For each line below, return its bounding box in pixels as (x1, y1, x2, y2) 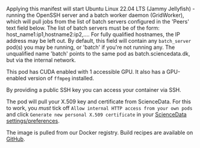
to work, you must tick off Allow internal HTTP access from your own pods (6, 105, 193, 111)
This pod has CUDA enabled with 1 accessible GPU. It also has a (6, 68, 166, 75)
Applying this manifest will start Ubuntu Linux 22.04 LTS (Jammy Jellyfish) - (6, 5, 195, 12)
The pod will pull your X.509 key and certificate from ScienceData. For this (6, 98, 192, 105)
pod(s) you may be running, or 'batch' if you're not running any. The (6, 43, 175, 51)
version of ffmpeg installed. (27, 75, 95, 82)
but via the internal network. (6, 57, 77, 63)
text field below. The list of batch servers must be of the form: (6, 24, 160, 31)
